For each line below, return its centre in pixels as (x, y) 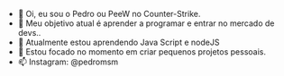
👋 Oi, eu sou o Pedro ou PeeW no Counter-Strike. (109, 14)
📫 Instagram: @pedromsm (68, 62)
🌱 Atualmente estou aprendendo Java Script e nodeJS (119, 42)
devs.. (29, 33)
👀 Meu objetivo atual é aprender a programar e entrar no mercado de (146, 23)
